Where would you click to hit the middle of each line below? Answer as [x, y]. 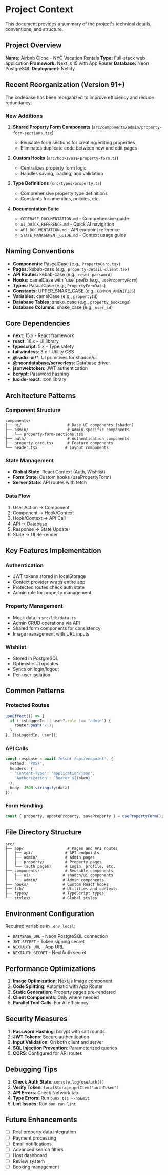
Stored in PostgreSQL [36, 658]
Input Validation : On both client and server [58, 1042]
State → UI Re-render [35, 534]
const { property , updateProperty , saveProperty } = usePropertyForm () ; [85, 816]
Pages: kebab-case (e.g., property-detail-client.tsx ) [71, 269]
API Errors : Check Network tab [45, 1092]
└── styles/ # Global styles [51, 898]
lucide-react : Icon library [39, 379]
